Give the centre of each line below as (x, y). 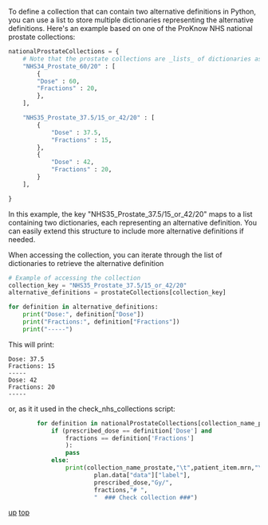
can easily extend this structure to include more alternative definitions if (126, 231)
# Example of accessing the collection (75, 278)
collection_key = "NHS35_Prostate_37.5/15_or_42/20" (98, 285)
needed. (22, 239)
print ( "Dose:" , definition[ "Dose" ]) (84, 315)
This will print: (31, 344)
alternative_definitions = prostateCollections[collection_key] (117, 293)
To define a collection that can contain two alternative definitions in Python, (132, 12)
